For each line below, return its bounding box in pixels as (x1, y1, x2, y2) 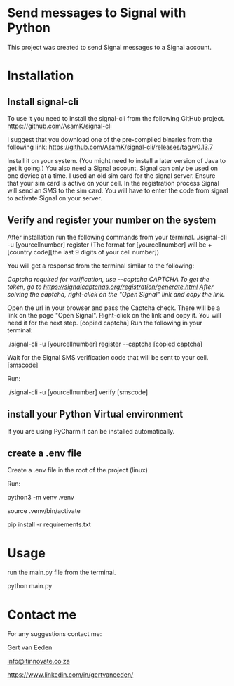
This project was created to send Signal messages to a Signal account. (7, 43, 212, 51)
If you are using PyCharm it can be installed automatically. (7, 427, 175, 435)
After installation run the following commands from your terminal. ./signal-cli (7, 233, 228, 241)
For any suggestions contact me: (7, 630, 102, 638)
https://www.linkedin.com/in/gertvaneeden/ (7, 671, 134, 679)
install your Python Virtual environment (7, 408, 184, 420)
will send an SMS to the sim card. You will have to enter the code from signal (7, 186, 228, 195)
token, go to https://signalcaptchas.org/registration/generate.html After (7, 283, 214, 291)
